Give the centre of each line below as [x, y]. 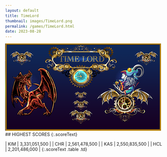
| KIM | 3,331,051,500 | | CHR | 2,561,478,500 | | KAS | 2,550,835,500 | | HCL [84, 144]
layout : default [22, 10]
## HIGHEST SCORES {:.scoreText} [41, 135]
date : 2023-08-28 [23, 32]
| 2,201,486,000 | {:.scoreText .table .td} [46, 150]
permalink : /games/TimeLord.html [40, 26]
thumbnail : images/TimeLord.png [39, 21]
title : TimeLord [22, 16]
